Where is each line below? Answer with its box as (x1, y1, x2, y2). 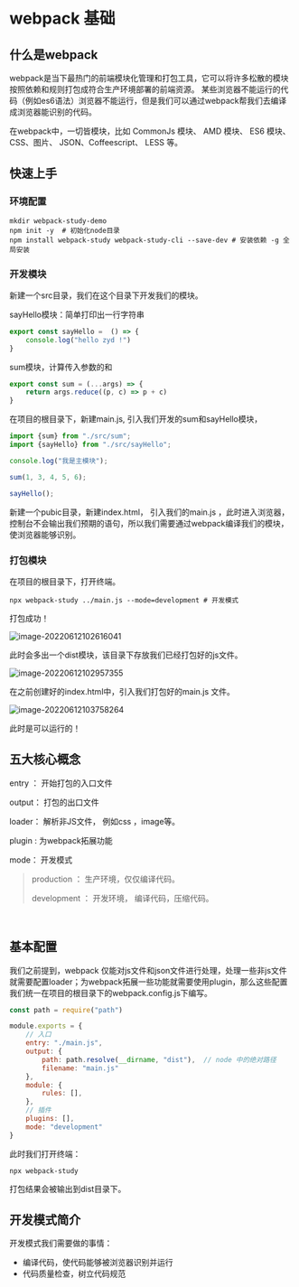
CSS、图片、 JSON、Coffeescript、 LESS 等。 (9, 137, 183, 147)
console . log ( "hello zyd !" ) (25, 335, 131, 344)
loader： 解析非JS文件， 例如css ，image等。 (9, 816, 181, 826)
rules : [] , (42, 1089, 83, 1098)
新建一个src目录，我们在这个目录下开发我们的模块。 (9, 290, 203, 301)
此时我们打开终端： (9, 1148, 81, 1159)
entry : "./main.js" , (25, 1039, 103, 1048)
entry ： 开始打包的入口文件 (9, 778, 113, 788)
